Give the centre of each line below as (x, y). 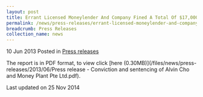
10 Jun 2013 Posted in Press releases (53, 51)
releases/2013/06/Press (36, 69)
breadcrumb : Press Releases (42, 29)
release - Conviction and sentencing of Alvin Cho (128, 69)
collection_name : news (35, 34)
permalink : (20, 23)
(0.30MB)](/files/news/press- (160, 63)
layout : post (23, 12)
